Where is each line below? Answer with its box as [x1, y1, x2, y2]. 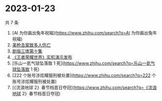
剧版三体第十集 [12, 48, 42, 54]
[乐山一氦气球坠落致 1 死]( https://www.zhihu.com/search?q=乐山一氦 [12, 60, 151, 66]
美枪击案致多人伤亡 [12, 42, 51, 48]
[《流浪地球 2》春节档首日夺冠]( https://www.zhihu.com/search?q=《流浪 [12, 84, 157, 90]
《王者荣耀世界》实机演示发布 [12, 54, 72, 60]
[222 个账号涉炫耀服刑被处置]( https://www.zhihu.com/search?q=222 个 [12, 72, 156, 78]
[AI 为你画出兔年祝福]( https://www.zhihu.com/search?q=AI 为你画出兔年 [12, 30, 157, 35]
